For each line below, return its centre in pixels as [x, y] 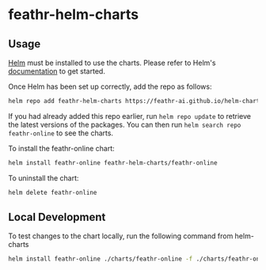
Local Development [57, 217]
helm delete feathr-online [53, 192]
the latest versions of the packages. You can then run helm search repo [125, 124]
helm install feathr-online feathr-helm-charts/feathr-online [113, 163]
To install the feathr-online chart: [61, 148]
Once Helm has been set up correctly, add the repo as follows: [110, 86]
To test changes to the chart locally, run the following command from [121, 236]
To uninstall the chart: [44, 178]
